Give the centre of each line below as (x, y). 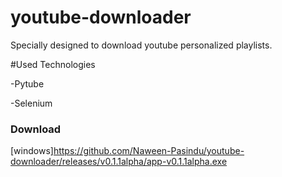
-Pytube (27, 83)
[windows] (32, 151)
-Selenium (31, 103)
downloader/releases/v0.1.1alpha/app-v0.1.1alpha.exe (119, 162)
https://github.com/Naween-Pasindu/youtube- (149, 151)
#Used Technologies (53, 64)
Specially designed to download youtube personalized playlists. (141, 45)
